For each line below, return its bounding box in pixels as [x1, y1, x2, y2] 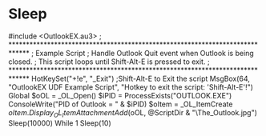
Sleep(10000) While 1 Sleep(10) [8, 118, 112, 128]
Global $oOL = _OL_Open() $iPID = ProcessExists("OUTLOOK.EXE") [8, 90, 232, 100]
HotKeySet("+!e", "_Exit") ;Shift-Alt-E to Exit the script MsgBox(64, [31, 74, 251, 83]
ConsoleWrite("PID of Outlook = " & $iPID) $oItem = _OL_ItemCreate [8, 99, 233, 109]
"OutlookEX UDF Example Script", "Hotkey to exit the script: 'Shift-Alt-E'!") [8, 82, 254, 92]
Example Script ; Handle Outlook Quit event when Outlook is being [35, 48, 254, 58]
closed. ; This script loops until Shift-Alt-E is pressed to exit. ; [8, 57, 210, 66]
